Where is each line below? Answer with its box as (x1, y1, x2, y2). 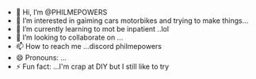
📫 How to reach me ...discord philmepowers (15, 42, 162, 51)
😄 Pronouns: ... (15, 53, 67, 62)
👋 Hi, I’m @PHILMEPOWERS (15, 8, 108, 17)
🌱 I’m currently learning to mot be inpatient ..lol (15, 24, 169, 33)
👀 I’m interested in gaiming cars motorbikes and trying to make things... (15, 16, 249, 25)
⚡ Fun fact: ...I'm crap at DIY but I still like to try (15, 62, 170, 71)
